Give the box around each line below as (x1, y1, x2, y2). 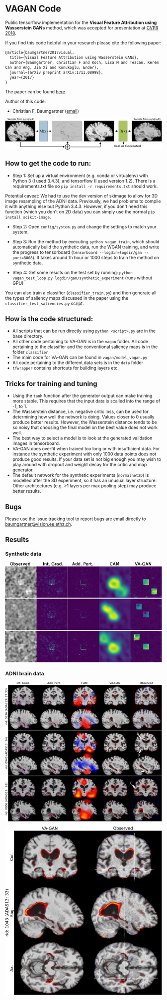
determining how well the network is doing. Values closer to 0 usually (12, 414, 155, 420)
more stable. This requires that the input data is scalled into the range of (12, 398, 161, 404)
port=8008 (12, 255, 33, 260)
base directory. (12, 333, 44, 339)
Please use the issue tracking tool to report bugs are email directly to (5, 516, 146, 522)
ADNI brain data (5, 670, 45, 677)
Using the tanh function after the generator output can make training (12, 393, 153, 399)
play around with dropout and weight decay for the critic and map (12, 462, 147, 468)
